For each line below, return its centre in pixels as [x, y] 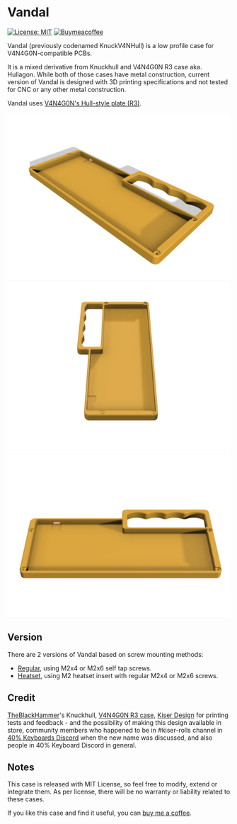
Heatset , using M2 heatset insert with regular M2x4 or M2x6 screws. [118, 675]
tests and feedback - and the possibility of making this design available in [114, 722]
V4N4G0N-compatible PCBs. [50, 53]
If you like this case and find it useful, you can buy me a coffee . [100, 813]
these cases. [26, 799]
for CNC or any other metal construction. [67, 89]
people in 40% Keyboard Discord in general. [72, 745]
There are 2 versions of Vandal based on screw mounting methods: [105, 654]
